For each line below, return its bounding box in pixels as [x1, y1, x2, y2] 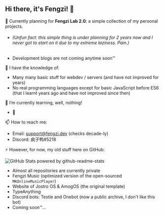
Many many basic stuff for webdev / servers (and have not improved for [12, 75, 159, 81]
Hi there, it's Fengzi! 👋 [5, 5, 74, 13]
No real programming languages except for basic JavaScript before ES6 [12, 85, 159, 91]
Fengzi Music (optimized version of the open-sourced [12, 173, 122, 179]
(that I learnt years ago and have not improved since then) [12, 90, 131, 96]
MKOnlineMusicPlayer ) [12, 178, 56, 184]
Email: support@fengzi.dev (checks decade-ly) [12, 130, 109, 136]
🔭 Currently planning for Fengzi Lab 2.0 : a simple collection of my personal [5, 18, 158, 24]
